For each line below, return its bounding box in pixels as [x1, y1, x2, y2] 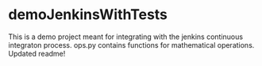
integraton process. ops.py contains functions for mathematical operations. [8, 40, 255, 49]
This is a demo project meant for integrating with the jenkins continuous [8, 32, 244, 41]
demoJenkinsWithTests [8, 6, 168, 24]
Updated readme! [8, 49, 66, 58]
